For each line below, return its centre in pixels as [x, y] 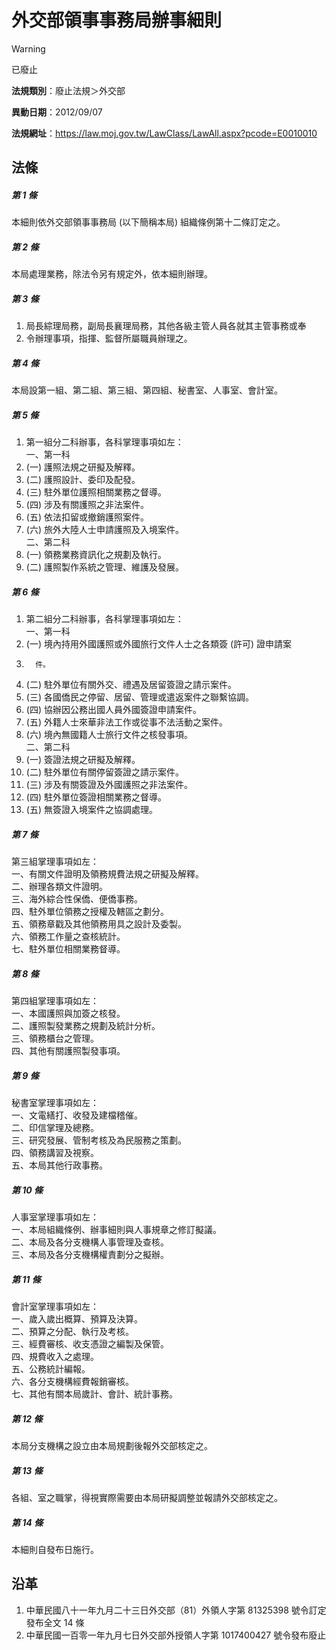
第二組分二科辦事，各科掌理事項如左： [104, 619]
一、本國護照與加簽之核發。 [68, 1013]
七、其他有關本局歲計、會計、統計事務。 [94, 1393]
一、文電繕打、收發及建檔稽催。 [77, 1115]
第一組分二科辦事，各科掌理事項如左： [104, 442]
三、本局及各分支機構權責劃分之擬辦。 [90, 1255]
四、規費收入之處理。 [55, 1356]
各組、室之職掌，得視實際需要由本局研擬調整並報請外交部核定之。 [147, 1497]
